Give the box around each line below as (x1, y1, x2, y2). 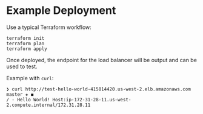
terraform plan (6, 40, 45, 46)
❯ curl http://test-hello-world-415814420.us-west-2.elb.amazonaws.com (6, 86, 191, 92)
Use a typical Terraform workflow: (6, 24, 92, 31)
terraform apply (6, 46, 47, 52)
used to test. (6, 63, 38, 70)
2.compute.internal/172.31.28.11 (6, 102, 91, 108)
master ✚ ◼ (6, 91, 34, 97)
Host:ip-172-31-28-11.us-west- (52, 97, 131, 103)
